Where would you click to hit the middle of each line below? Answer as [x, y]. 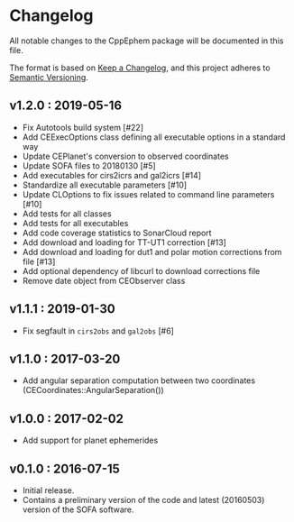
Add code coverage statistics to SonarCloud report [117, 233]
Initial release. [48, 490]
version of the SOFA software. [78, 509]
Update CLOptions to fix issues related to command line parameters [148, 194]
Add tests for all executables [75, 223]
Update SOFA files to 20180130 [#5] [89, 165]
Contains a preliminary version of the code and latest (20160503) [143, 500]
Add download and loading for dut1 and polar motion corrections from [152, 252]
